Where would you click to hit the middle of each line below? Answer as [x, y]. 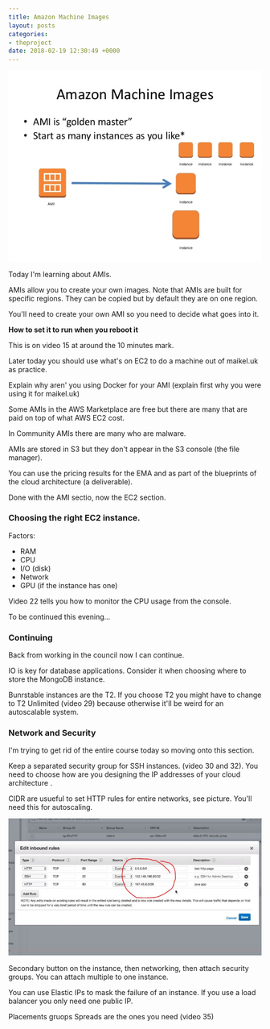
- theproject [30, 43]
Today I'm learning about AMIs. [60, 274]
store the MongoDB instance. [57, 679]
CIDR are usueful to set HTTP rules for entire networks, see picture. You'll [130, 799]
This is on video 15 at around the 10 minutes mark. [91, 345]
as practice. [28, 369]
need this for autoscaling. [51, 807]
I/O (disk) [35, 568]
